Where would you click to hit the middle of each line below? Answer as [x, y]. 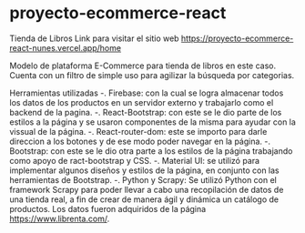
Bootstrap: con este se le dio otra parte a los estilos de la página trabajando [151, 151]
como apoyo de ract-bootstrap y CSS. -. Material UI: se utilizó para [135, 160]
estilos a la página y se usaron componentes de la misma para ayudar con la [152, 122]
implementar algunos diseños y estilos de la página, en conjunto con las [144, 170]
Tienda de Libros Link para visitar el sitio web [94, 38]
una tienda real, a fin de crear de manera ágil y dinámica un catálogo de [144, 199]
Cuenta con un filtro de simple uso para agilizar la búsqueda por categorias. [152, 75]
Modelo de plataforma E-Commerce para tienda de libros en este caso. [143, 66]
